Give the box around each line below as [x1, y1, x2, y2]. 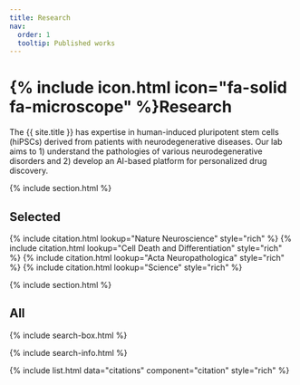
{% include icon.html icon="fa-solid [9, 78, 287, 98]
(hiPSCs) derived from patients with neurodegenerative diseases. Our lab [9, 137, 283, 148]
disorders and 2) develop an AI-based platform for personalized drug [9, 156, 267, 167]
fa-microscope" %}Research [9, 97, 233, 118]
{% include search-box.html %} [9, 330, 128, 341]
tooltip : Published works [17, 38, 116, 48]
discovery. [9, 165, 49, 177]
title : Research [9, 13, 71, 23]
